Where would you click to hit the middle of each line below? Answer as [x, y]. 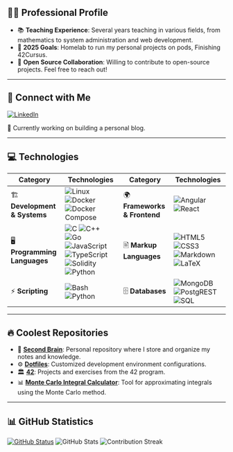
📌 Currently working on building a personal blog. [76, 128]
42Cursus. [32, 54]
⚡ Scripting [29, 290]
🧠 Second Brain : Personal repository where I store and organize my [113, 349]
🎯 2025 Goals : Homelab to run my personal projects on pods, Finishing [119, 47]
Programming [34, 252]
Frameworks [144, 206]
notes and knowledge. [49, 357]
